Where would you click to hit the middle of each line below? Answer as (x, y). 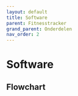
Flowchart (26, 87)
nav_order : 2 (23, 35)
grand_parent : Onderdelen (39, 29)
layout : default (27, 12)
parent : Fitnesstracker (37, 23)
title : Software (27, 18)
